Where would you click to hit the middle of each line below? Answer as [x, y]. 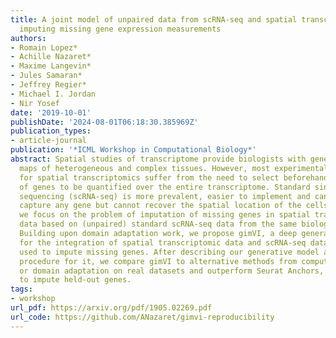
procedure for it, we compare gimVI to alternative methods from [158, 261]
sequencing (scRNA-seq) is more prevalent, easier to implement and [165, 196]
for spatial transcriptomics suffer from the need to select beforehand [174, 177]
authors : [28, 38]
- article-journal [48, 141]
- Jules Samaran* [46, 76]
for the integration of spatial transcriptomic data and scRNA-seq [163, 242]
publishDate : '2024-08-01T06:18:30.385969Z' [104, 122]
